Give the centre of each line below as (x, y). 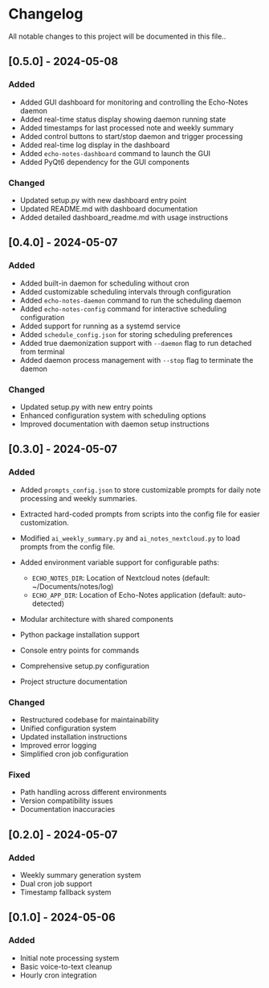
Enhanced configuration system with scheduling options (113, 415)
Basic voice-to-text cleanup (66, 966)
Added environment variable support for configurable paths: (119, 562)
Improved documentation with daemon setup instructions (115, 424)
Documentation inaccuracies (67, 809)
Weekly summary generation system (80, 875)
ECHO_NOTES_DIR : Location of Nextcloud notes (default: (121, 578)
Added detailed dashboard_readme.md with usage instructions (124, 217)
